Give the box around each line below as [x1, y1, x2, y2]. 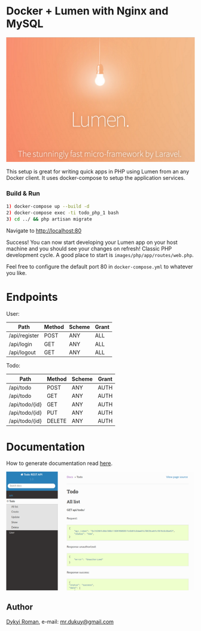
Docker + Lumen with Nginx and [6, 4, 169, 18]
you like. [6, 269, 27, 276]
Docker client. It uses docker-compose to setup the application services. [6, 174, 185, 181]
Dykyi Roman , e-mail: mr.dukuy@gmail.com [6, 618, 114, 625]
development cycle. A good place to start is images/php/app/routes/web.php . [6, 251, 194, 258]
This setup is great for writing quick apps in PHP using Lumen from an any [6, 168, 190, 175]
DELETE [47, 418, 67, 425]
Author [6, 602, 33, 612]
